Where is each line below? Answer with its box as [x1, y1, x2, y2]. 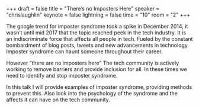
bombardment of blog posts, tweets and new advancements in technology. [6, 41, 190, 49]
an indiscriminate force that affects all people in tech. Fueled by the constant [6, 36, 193, 42]
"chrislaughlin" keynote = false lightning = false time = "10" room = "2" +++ [6, 11, 191, 18]
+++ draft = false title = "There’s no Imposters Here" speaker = [6, 5, 160, 12]
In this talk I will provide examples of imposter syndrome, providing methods [6, 84, 192, 91]
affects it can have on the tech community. [6, 96, 111, 103]
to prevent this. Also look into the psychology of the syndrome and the [6, 90, 178, 97]
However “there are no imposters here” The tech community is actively [6, 59, 179, 66]
